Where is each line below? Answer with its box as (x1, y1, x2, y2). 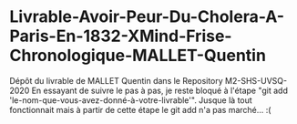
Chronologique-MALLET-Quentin (9, 46, 267, 66)
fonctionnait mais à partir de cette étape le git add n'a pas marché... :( (9, 104, 271, 115)
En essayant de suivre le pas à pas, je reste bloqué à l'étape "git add (31, 85, 289, 96)
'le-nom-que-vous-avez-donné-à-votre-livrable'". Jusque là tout (9, 94, 252, 106)
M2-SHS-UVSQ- (224, 75, 288, 86)
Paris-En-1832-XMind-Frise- (9, 26, 232, 46)
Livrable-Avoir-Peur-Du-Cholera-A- (9, 6, 285, 27)
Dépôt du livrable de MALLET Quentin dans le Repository (9, 75, 223, 86)
